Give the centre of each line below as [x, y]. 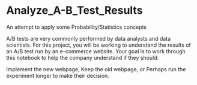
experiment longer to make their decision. [58, 75]
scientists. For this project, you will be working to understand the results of [98, 45]
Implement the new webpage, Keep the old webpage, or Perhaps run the [96, 69]
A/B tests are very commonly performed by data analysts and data [89, 38]
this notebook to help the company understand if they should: [83, 57]
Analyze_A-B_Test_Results [74, 10]
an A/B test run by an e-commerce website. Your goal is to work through [96, 51]
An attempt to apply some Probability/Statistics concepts [77, 27]
